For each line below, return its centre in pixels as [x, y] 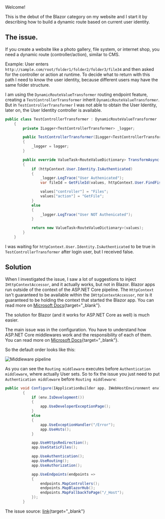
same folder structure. [27, 85]
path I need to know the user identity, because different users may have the [82, 80]
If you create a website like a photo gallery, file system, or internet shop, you [82, 49]
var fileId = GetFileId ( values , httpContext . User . [93, 183]
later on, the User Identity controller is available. [54, 110]
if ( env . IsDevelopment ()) [58, 397]
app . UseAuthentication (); [58, 456]
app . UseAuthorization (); [57, 465]
